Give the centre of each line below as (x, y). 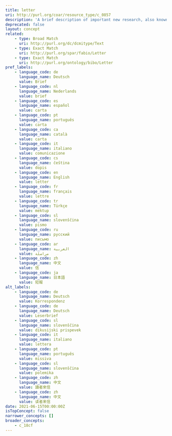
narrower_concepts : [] (29, 416)
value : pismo (33, 225)
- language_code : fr (36, 187)
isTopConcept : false (27, 411)
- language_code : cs (36, 158)
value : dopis (33, 167)
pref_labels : (19, 67)
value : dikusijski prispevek (50, 330)
